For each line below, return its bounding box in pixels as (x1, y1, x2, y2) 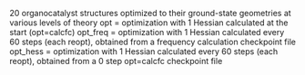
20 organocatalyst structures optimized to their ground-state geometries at (9, 8, 291, 18)
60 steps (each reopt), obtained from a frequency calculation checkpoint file (9, 36, 296, 47)
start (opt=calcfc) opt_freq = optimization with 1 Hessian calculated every (9, 27, 285, 37)
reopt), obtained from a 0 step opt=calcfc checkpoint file (9, 56, 223, 66)
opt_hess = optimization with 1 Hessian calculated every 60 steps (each (9, 46, 279, 57)
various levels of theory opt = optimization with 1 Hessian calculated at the (9, 17, 289, 28)
